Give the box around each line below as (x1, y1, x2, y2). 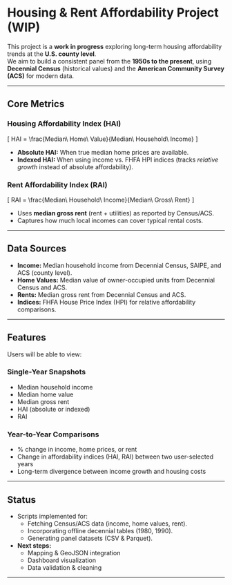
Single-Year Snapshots (7, 367, 86, 377)
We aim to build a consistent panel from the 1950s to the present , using (7, 57, 212, 65)
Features (7, 332, 46, 343)
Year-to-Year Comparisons (7, 430, 99, 439)
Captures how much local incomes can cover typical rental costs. (17, 216, 204, 224)
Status (7, 494, 37, 506)
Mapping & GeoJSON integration (27, 548, 121, 557)
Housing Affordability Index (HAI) (7, 119, 122, 128)
